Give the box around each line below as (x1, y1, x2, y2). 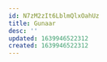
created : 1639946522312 (8, 42, 89, 50)
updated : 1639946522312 (8, 34, 89, 43)
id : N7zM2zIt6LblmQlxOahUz (8, 11, 100, 20)
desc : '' (8, 27, 38, 35)
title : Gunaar (8, 19, 57, 27)
